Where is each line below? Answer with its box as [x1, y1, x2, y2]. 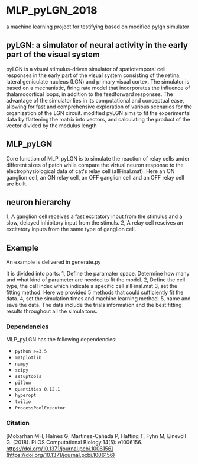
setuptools [14, 374, 42, 380]
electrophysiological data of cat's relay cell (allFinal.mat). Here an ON [6, 167, 175, 175]
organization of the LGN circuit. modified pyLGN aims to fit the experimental [6, 109, 191, 116]
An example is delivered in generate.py [6, 258, 101, 265]
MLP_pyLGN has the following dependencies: [6, 336, 117, 343]
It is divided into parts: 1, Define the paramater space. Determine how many [6, 270, 190, 277]
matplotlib [14, 355, 42, 361]
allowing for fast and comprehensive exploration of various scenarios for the [6, 103, 192, 110]
